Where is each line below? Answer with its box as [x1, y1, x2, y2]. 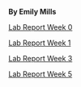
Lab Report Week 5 [8, 69, 73, 79]
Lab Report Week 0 [8, 23, 73, 31]
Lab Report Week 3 [8, 54, 73, 63]
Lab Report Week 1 [8, 38, 71, 48]
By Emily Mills [8, 7, 57, 16]
